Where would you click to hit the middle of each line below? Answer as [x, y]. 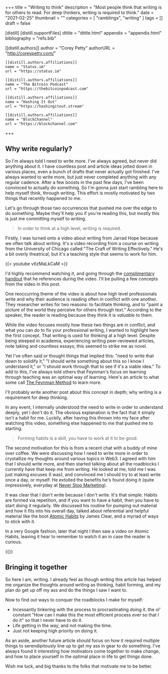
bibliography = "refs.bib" [31, 38]
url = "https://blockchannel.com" [41, 124]
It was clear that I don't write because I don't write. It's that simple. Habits [81, 495]
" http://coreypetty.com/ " [31, 53]
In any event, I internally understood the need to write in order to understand [84, 407]
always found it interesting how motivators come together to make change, [82, 651]
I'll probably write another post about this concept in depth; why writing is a [83, 392]
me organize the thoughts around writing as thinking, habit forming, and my [83, 585]
